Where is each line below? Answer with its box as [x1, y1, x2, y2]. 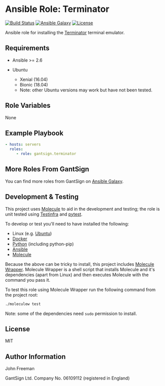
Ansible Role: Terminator [5, 3, 110, 15]
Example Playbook [5, 129, 63, 137]
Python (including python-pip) [12, 241, 74, 247]
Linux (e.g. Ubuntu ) [12, 230, 52, 236]
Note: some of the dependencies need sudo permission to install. [5, 310, 137, 316]
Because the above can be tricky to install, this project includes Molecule [5, 261, 155, 267]
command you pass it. [5, 277, 51, 283]
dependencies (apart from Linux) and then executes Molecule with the [5, 272, 149, 278]
